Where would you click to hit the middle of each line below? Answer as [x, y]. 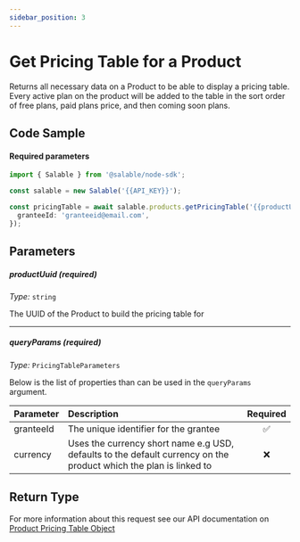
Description [93, 414]
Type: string [33, 296]
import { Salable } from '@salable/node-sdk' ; [97, 175]
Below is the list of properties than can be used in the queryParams [130, 382]
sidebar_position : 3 [48, 17]
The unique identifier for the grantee [144, 429]
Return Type [44, 497]
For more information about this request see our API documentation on [139, 519]
